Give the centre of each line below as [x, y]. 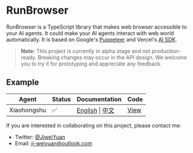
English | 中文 [96, 110]
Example [23, 82]
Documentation [99, 99]
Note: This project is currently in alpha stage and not [85, 51]
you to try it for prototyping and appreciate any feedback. [91, 64]
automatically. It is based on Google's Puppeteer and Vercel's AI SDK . [92, 39]
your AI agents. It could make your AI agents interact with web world [90, 33]
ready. [29, 57]
